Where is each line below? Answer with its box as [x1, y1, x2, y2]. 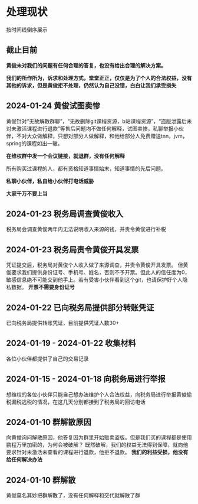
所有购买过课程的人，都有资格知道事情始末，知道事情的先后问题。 [6, 165, 166, 172]
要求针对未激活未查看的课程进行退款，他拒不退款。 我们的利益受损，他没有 [6, 448, 189, 456]
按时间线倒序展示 [6, 26, 48, 33]
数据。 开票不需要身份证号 [11, 284, 75, 291]
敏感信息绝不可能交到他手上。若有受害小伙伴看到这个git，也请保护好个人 [6, 276, 183, 284]
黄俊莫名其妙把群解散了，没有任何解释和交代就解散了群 [6, 492, 140, 499]
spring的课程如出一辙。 [6, 139, 63, 147]
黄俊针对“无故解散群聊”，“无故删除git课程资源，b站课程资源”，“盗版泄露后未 [6, 118, 192, 125]
